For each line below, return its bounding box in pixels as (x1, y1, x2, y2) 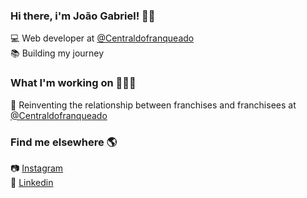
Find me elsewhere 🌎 (10, 135, 118, 149)
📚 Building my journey (10, 47, 105, 59)
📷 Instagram (10, 162, 64, 174)
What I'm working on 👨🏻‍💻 (10, 76, 137, 90)
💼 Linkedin (10, 176, 54, 188)
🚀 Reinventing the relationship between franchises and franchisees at (10, 99, 297, 111)
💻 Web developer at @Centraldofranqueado (10, 32, 195, 44)
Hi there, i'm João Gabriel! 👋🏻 (10, 9, 156, 23)
